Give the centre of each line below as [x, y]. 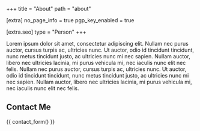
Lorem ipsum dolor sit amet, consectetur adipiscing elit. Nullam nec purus [98, 44]
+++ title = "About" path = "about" [49, 9]
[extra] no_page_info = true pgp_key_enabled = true [70, 20]
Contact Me [29, 107]
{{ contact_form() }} [31, 121]
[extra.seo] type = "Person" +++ [47, 32]
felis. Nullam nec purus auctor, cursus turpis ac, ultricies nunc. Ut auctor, [96, 69]
